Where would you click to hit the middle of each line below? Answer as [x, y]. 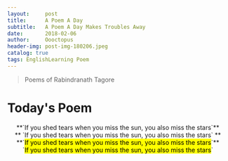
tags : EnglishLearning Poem [48, 60]
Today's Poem [50, 108]
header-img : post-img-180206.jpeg [58, 46]
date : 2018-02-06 [42, 33]
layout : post [33, 14]
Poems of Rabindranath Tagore [69, 79]
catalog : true [28, 53]
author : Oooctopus [40, 40]
